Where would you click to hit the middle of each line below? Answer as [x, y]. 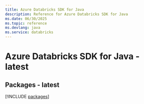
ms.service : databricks [29, 32]
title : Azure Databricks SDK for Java [45, 10]
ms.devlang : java [23, 28]
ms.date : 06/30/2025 [26, 19]
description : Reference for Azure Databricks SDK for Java [67, 14]
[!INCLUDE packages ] [27, 96]
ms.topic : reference [26, 23]
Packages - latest [32, 85]
